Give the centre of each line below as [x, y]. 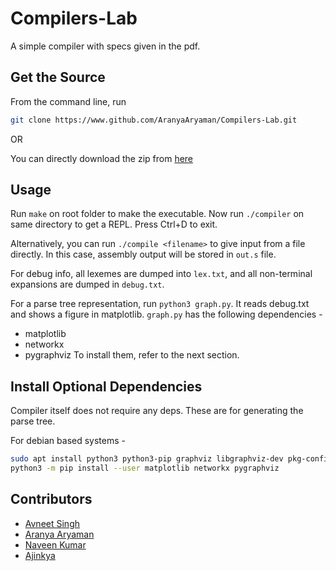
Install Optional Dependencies [106, 386]
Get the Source [58, 77]
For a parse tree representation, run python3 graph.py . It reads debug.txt [160, 304]
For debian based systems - [68, 441]
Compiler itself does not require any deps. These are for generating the [157, 411]
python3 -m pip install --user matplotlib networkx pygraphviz [145, 468]
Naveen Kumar [55, 544]
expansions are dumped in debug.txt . [87, 284]
